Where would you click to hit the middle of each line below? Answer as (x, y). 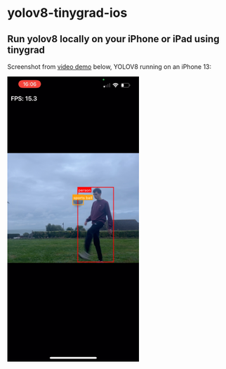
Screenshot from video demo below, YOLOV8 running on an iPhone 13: (109, 67)
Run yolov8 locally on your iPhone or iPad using (113, 39)
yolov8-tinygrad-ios (67, 13)
